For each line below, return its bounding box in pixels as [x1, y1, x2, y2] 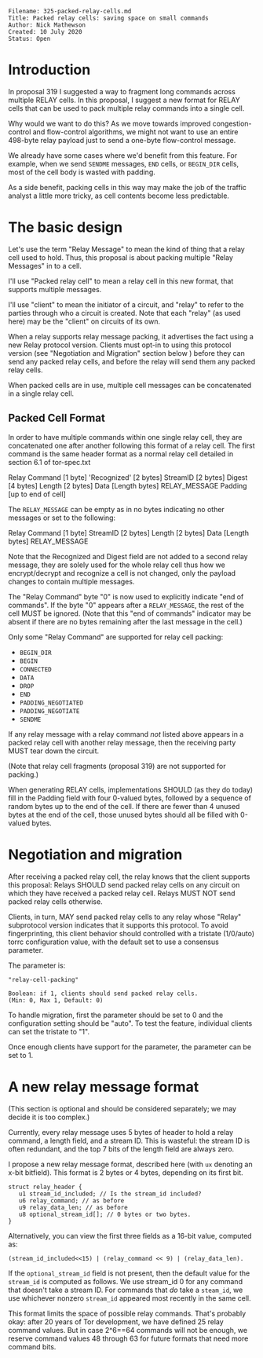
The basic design [8, 218, 123, 236]
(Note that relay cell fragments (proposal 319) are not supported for [8, 761, 226, 771]
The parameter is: [8, 961, 66, 970]
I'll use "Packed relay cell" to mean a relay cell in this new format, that [8, 276, 234, 286]
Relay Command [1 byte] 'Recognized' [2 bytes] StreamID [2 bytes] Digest [8, 472, 248, 482]
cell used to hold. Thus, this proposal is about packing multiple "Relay [8, 252, 234, 262]
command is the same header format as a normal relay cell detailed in [8, 448, 234, 459]
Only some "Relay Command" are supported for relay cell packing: [8, 632, 224, 642]
